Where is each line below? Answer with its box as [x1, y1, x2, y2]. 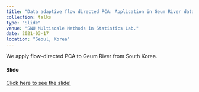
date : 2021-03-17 [6, 31, 49, 37]
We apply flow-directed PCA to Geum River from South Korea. [6, 53, 158, 59]
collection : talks [6, 14, 52, 20]
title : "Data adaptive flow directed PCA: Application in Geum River [6, 8, 182, 15]
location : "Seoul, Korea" [6, 36, 70, 42]
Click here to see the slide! [6, 80, 71, 87]
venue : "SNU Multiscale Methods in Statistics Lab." [6, 25, 139, 31]
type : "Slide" [6, 20, 41, 26]
